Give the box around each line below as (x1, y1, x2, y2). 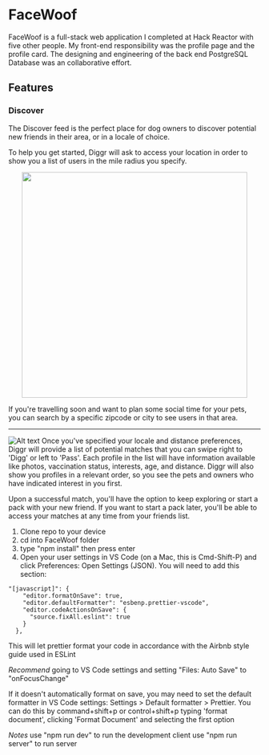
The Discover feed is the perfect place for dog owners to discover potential (8, 123, 257, 133)
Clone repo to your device (19, 526, 106, 536)
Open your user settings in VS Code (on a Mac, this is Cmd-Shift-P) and (19, 552, 258, 562)
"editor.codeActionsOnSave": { (22, 606, 127, 614)
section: (19, 569, 47, 578)
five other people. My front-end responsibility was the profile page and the (8, 40, 255, 50)
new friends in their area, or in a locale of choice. (8, 132, 171, 141)
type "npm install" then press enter (19, 543, 136, 553)
